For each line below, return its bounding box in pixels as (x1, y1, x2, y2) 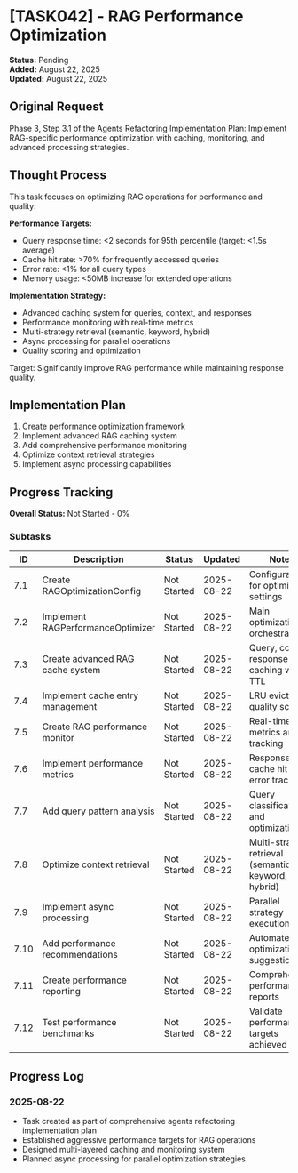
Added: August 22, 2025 (9, 64, 100, 75)
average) (21, 245, 56, 255)
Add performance (42, 937, 116, 950)
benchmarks (42, 1027, 95, 1040)
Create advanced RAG (42, 653, 135, 665)
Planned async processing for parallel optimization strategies (21, 1153, 247, 1164)
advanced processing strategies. (9, 141, 129, 152)
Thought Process (9, 167, 106, 183)
